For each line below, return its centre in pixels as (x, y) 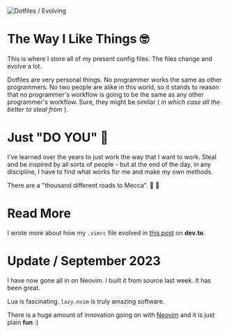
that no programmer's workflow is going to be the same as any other (105, 94)
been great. (24, 288)
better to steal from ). (38, 109)
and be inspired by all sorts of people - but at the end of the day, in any (109, 164)
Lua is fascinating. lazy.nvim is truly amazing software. (86, 301)
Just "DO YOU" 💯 (58, 138)
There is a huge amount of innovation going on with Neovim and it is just (111, 315)
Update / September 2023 (84, 261)
